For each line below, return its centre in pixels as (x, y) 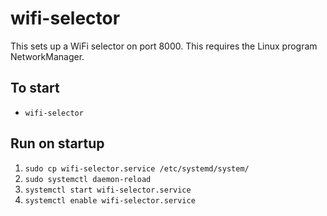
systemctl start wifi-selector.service (108, 190)
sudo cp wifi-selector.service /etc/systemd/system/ (137, 168)
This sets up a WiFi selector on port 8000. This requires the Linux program (164, 46)
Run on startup (57, 143)
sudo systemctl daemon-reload (88, 179)
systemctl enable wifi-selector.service (110, 200)
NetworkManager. (47, 56)
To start (35, 88)
